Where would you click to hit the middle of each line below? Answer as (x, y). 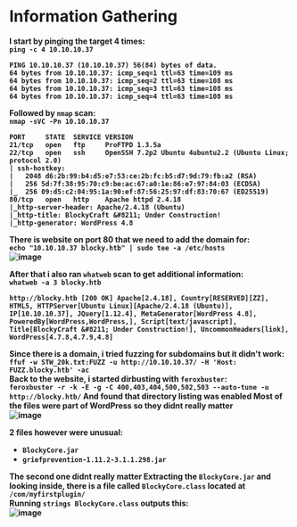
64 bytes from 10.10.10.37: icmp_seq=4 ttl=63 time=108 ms (121, 96)
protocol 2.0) (36, 161)
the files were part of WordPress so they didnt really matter (121, 405)
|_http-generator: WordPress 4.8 (71, 223)
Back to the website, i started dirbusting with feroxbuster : (118, 379)
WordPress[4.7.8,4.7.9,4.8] (62, 337)
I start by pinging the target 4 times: (77, 41)
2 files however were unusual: (66, 432)
